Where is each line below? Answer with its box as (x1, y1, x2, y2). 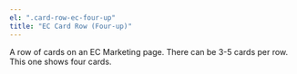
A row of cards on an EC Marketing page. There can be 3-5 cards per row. (9, 46, 289, 57)
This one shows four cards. (9, 56, 112, 67)
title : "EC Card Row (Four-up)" (9, 22, 132, 31)
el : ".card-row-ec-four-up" (9, 13, 117, 23)
